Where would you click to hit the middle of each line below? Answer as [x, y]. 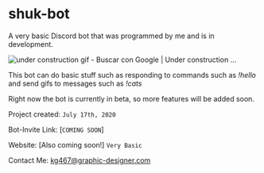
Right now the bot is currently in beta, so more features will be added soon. [131, 98]
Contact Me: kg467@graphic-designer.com [80, 160]
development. [31, 44]
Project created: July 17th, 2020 [62, 114]
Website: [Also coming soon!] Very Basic [76, 144]
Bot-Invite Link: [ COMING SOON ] [56, 129]
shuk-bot [39, 14]
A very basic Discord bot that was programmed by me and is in [111, 36]
